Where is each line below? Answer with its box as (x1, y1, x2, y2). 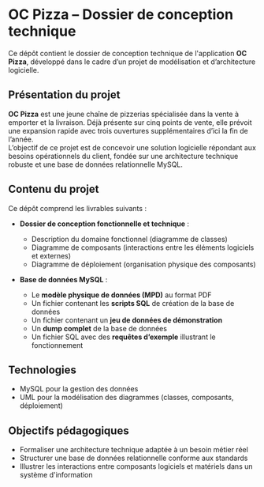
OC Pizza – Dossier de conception (8, 6, 234, 24)
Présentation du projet (8, 89, 121, 102)
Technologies (8, 363, 77, 376)
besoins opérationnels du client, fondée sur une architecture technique (8, 151, 239, 160)
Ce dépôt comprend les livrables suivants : (8, 203, 147, 213)
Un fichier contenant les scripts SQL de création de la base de (31, 298, 235, 308)
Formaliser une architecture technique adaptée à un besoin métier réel (19, 445, 248, 455)
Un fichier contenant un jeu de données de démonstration (31, 315, 223, 325)
